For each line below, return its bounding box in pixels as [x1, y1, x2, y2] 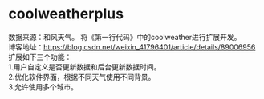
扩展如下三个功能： [8, 52, 72, 61]
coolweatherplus [8, 5, 124, 23]
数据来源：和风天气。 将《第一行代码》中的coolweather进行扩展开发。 [8, 32, 242, 42]
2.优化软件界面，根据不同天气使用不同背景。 [8, 72, 156, 81]
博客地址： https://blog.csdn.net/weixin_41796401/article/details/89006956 [8, 42, 256, 52]
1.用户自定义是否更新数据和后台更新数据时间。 [8, 61, 161, 72]
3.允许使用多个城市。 [8, 81, 79, 92]
